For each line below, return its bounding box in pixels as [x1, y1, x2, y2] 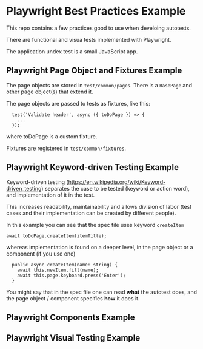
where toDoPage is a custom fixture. [6, 132, 98, 140]
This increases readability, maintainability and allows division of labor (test [6, 203, 192, 210]
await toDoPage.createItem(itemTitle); [6, 232, 107, 239]
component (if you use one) [6, 250, 76, 257]
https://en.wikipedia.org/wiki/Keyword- [68, 178, 166, 186]
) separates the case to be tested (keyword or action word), [41, 185, 190, 192]
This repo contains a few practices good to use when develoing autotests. [6, 24, 191, 32]
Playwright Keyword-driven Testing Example [6, 162, 179, 172]
